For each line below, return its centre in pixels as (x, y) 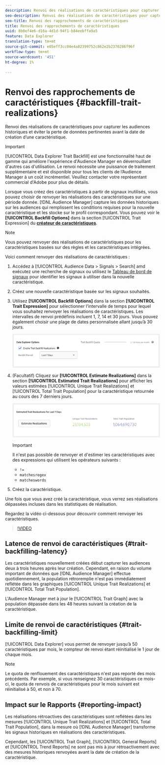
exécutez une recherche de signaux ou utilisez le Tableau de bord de (82, 272)
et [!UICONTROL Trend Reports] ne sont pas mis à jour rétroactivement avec (82, 747)
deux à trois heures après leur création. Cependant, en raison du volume (78, 568)
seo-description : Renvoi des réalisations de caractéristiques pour (77, 15)
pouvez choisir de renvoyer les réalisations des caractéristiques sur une (78, 197)
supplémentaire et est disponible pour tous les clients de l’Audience (73, 172)
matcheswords (33, 480)
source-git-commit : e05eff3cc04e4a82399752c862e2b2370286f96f (70, 47)
